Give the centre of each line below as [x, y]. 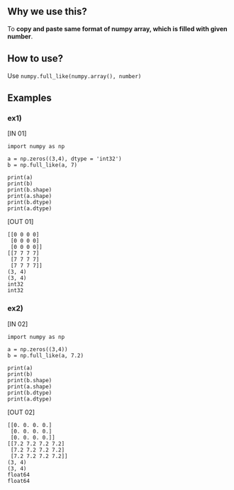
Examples [29, 98]
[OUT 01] [21, 222]
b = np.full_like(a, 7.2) [45, 355]
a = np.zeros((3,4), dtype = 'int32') [65, 159]
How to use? [35, 59]
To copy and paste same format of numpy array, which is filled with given [118, 28]
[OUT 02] [21, 412]
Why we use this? [47, 12]
